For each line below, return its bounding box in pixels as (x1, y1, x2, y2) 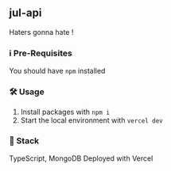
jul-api (9, 6, 42, 20)
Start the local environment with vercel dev (20, 116, 164, 125)
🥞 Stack (9, 135, 40, 146)
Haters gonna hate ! (9, 27, 74, 36)
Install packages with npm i (20, 107, 111, 117)
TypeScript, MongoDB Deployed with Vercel (9, 154, 154, 163)
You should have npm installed (9, 66, 106, 76)
